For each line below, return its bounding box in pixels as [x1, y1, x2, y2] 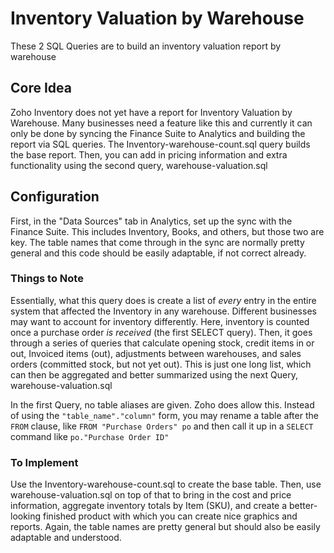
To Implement [10, 455, 79, 469]
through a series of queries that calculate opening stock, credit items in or [10, 337, 315, 349]
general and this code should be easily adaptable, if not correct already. [10, 247, 307, 259]
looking [10, 510, 42, 522]
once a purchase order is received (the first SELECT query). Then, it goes [10, 326, 313, 338]
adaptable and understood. [10, 532, 122, 544]
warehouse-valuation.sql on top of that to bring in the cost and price [10, 489, 292, 501]
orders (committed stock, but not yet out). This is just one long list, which [10, 358, 312, 370]
